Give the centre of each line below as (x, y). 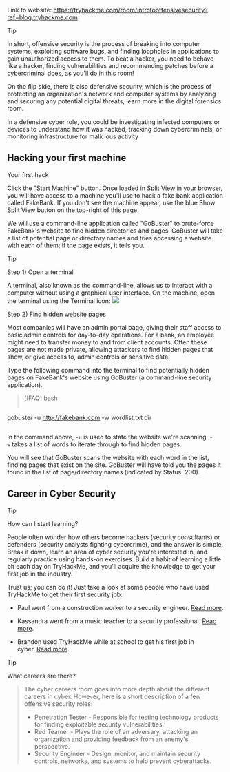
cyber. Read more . (43, 649)
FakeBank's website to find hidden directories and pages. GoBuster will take (115, 231)
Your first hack (28, 174)
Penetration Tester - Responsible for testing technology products (126, 717)
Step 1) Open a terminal (40, 272)
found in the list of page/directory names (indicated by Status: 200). (104, 472)
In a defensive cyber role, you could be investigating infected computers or (114, 122)
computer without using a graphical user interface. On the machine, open (111, 293)
